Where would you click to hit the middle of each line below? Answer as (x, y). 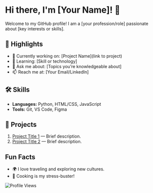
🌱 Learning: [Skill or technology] (44, 61)
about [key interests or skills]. (35, 28)
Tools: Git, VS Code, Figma (40, 109)
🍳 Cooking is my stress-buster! (43, 176)
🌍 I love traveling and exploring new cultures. (58, 169)
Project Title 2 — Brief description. (47, 142)
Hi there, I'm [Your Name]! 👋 (63, 10)
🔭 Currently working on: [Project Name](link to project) (67, 56)
